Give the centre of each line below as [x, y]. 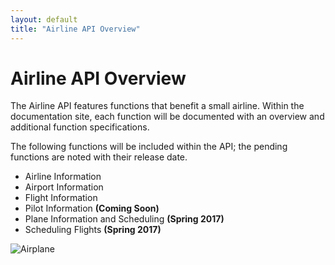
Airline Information [63, 177]
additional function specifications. [80, 127]
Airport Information [64, 187]
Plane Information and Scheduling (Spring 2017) [124, 219]
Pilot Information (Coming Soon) [92, 208]
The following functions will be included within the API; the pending [149, 147]
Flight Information [61, 198]
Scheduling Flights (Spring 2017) [93, 230]
